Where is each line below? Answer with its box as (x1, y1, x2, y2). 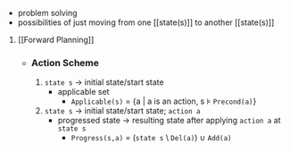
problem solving (17, 8, 78, 18)
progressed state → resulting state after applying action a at (57, 115, 281, 126)
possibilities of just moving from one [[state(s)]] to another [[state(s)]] (17, 17, 275, 28)
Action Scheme (30, 56, 100, 69)
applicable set (57, 87, 110, 97)
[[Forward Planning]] (17, 35, 95, 45)
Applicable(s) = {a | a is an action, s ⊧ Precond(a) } (70, 96, 257, 106)
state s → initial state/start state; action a (44, 106, 201, 116)
